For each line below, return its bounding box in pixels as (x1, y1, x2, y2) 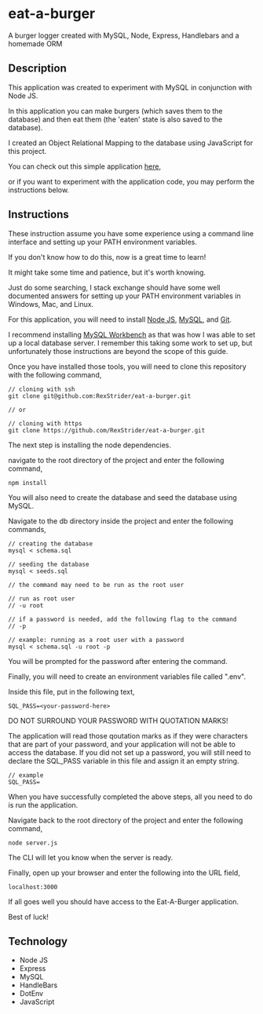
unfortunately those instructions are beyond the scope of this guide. (8, 346, 228, 356)
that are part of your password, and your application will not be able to (8, 739, 236, 749)
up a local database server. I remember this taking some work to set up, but (8, 338, 253, 348)
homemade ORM (8, 38, 63, 48)
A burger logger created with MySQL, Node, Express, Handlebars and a (8, 31, 239, 40)
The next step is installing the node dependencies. (8, 440, 171, 450)
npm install (8, 479, 47, 487)
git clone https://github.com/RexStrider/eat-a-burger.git (8, 426, 206, 434)
